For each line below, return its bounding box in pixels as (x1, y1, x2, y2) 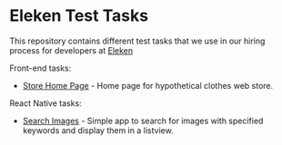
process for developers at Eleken (9, 44, 134, 55)
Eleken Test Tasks (9, 5, 148, 26)
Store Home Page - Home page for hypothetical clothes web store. (22, 80, 274, 91)
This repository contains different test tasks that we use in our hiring (9, 35, 266, 46)
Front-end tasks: (9, 63, 72, 73)
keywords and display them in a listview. (22, 124, 175, 136)
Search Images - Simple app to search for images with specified (22, 115, 264, 126)
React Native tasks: (9, 97, 82, 109)
